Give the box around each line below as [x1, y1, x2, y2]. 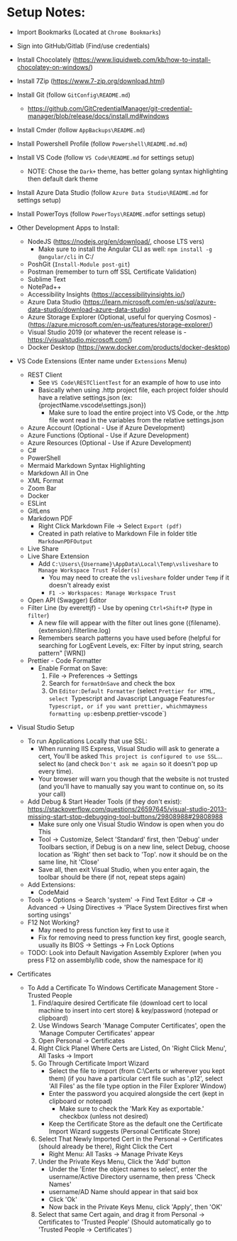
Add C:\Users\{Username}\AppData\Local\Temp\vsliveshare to [38, 559, 219, 568]
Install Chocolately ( [16, 55, 75, 64]
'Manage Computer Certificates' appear [38, 1028, 155, 1037]
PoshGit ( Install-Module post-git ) [27, 260, 131, 268]
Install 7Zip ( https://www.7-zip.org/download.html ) [16, 76, 165, 85]
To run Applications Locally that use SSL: [27, 737, 148, 745]
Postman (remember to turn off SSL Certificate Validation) [27, 267, 197, 276]
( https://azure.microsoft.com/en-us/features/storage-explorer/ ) [27, 320, 214, 329]
